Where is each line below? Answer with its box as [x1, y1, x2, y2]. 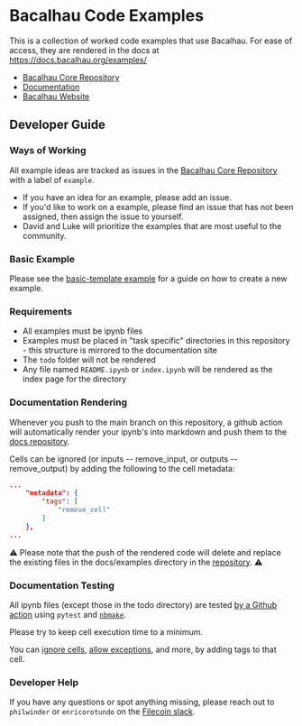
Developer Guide [9, 117, 106, 133]
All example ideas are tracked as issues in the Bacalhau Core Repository [9, 164, 278, 176]
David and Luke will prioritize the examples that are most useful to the [22, 220, 282, 231]
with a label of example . [9, 174, 95, 185]
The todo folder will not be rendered [22, 354, 156, 365]
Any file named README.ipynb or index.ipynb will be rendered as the [22, 364, 273, 375]
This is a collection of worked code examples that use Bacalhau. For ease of [9, 35, 293, 46]
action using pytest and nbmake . [9, 609, 126, 620]
